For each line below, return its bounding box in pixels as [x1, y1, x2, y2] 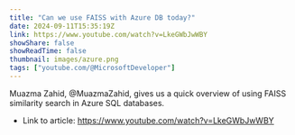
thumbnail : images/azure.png [9, 55, 119, 64]
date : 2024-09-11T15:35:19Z [9, 22, 115, 31]
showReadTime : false [9, 47, 88, 56]
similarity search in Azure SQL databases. [9, 97, 165, 108]
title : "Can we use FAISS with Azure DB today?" [9, 13, 196, 22]
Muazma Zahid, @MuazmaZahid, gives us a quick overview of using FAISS [9, 87, 287, 99]
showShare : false [9, 38, 75, 48]
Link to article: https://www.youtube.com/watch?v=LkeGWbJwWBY [22, 114, 275, 126]
